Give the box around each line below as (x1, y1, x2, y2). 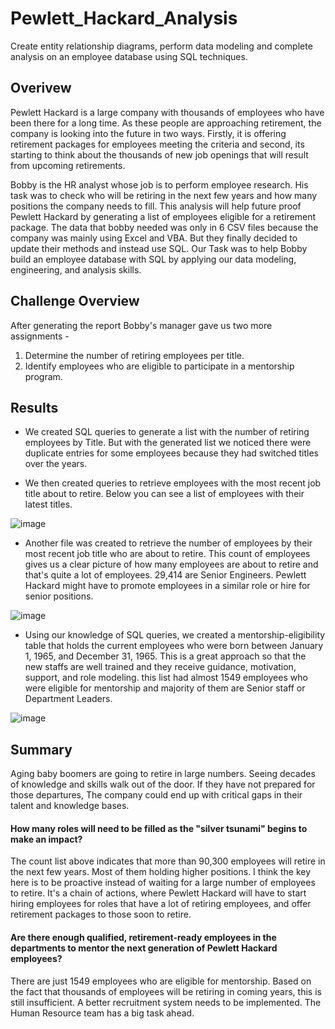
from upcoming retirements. (10, 159, 126, 171)
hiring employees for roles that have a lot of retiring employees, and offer (10, 898, 312, 910)
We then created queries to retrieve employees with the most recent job (24, 477, 322, 489)
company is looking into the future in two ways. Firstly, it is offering (10, 127, 287, 139)
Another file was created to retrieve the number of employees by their (24, 537, 313, 549)
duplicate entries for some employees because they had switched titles (24, 447, 319, 459)
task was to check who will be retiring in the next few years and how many (10, 189, 318, 201)
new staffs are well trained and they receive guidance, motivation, (24, 661, 297, 673)
